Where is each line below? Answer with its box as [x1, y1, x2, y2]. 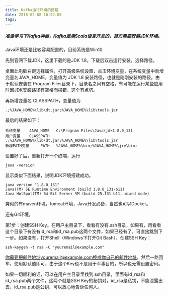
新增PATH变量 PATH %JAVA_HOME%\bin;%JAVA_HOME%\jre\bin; [5, 143, 137, 149]
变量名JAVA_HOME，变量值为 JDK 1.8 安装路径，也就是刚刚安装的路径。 [5, 74, 156, 81]
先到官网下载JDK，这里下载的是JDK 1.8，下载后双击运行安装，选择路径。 [5, 57, 157, 64]
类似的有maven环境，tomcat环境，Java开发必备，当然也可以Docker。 [5, 201, 151, 207]
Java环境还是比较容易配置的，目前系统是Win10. [5, 46, 104, 53]
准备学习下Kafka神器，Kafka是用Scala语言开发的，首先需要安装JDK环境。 [5, 33, 162, 39]
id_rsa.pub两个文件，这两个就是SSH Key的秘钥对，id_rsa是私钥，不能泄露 [5, 278, 159, 284]
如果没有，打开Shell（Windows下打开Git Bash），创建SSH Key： [18, 235, 152, 241]
